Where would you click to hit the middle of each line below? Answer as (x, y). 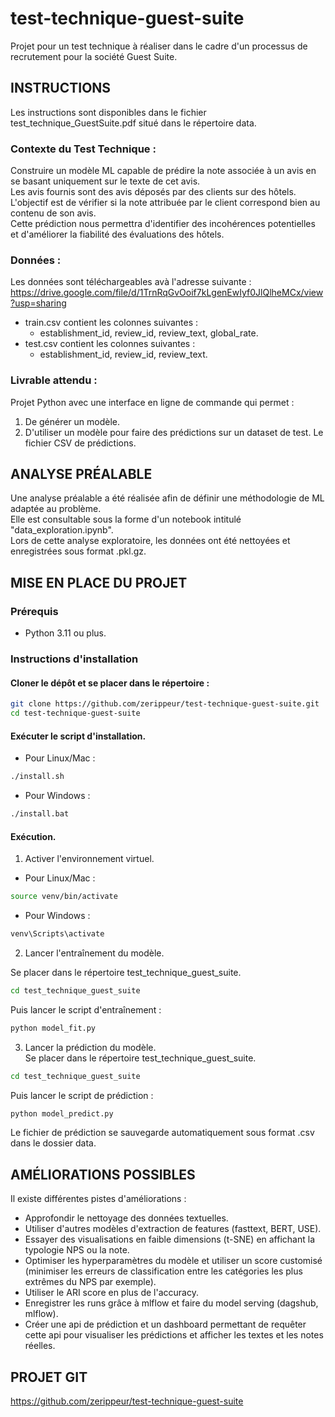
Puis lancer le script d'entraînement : (86, 1009)
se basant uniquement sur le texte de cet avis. (105, 181)
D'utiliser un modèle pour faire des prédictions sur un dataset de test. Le (174, 432)
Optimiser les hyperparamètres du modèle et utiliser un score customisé (173, 1261)
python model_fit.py (53, 1028)
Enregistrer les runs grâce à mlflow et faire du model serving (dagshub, (171, 1303)
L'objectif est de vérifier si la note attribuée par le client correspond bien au (165, 203)
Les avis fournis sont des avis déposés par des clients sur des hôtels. (153, 192)
